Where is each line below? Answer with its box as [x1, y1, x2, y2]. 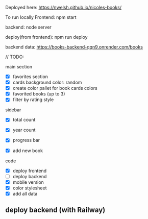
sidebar [5, 107, 21, 113]
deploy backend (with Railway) [5, 206, 106, 214]
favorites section [12, 74, 48, 80]
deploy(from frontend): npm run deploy [5, 34, 88, 40]
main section [5, 64, 32, 69]
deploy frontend [12, 167, 47, 174]
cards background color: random [12, 79, 82, 86]
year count [12, 127, 36, 133]
